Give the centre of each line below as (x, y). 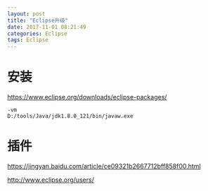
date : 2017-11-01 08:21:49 (47, 27)
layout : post (26, 14)
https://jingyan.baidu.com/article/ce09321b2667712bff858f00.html (104, 166)
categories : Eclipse (38, 33)
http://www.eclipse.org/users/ (51, 180)
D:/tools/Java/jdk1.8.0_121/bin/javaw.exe (70, 116)
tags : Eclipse (28, 40)
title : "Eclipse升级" (38, 20)
